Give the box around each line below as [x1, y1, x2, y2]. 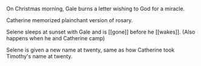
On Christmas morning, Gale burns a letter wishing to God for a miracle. [6, 5, 185, 12]
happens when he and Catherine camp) [6, 35, 105, 41]
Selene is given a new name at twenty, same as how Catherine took [6, 46, 175, 53]
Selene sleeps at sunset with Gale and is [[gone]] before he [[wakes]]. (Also [6, 28, 196, 35]
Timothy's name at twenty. [6, 53, 73, 59]
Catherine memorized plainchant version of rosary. [6, 17, 133, 23]
